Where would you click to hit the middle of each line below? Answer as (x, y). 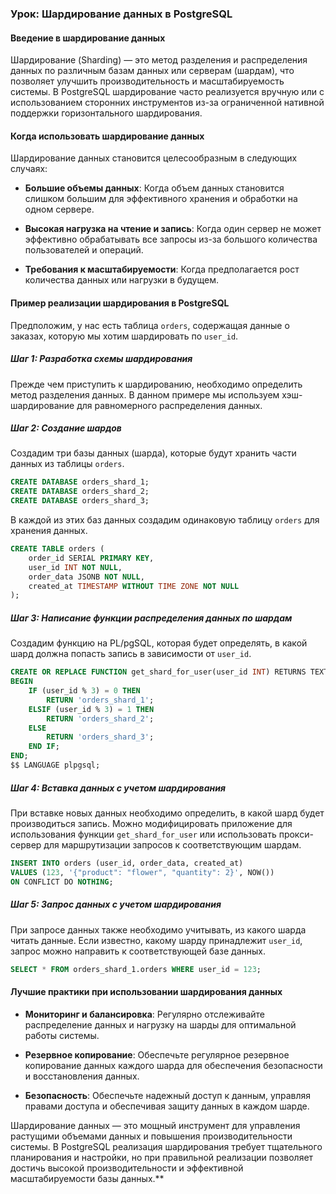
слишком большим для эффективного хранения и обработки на (161, 199)
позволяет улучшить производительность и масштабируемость (147, 81)
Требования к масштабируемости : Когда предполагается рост (162, 269)
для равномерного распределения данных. (169, 405)
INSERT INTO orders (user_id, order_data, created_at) (127, 863)
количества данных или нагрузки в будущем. (121, 280)
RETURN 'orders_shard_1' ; (100, 700)
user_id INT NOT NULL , (75, 567)
